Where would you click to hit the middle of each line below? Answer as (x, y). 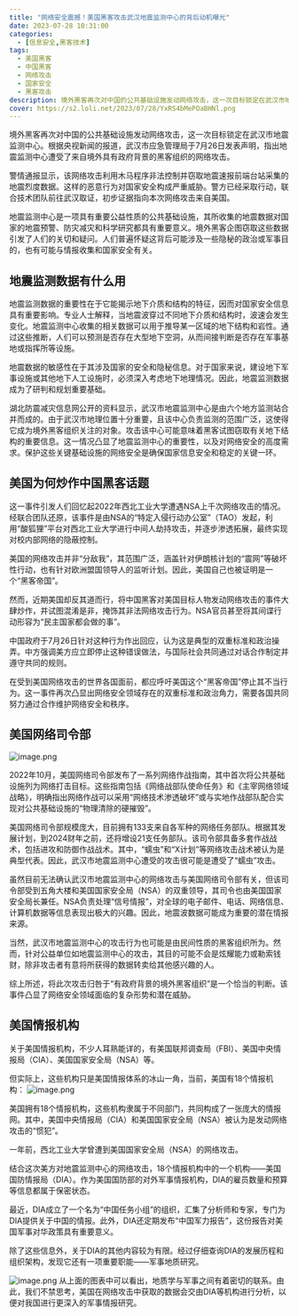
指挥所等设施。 (52, 348)
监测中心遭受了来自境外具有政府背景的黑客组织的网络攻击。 (125, 157)
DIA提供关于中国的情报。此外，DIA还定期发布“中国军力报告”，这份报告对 (142, 1220)
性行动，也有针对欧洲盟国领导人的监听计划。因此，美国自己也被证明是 (137, 569)
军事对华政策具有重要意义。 (67, 1232)
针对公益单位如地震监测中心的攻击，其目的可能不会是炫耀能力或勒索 (149, 953)
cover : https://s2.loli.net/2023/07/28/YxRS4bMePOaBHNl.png (123, 108)
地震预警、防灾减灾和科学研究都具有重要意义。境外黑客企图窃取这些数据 (157, 228)
